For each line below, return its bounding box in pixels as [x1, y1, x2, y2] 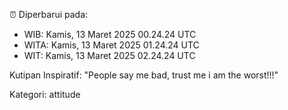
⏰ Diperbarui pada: [9, 9, 89, 20]
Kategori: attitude [9, 89, 81, 100]
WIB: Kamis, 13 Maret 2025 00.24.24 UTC [23, 29, 197, 40]
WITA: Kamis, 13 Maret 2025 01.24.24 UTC [23, 39, 200, 51]
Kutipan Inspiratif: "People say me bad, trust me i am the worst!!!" [9, 69, 279, 81]
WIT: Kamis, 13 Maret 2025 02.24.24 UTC [23, 50, 196, 61]
